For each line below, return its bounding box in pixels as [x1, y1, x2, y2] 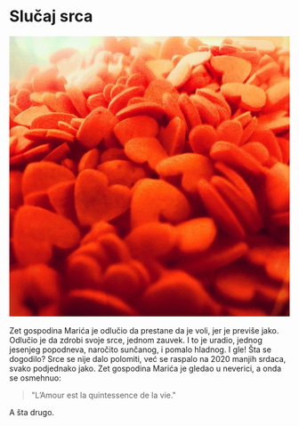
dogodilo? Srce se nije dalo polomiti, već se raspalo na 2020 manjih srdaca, [9, 353, 287, 364]
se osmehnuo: [9, 372, 61, 383]
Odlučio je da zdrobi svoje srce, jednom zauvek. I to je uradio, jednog [9, 334, 263, 345]
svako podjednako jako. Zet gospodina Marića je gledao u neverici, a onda [9, 363, 282, 374]
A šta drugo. [9, 406, 55, 417]
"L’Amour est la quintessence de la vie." [30, 390, 176, 400]
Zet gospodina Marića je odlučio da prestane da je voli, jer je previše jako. [9, 325, 279, 335]
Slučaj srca [9, 6, 93, 27]
